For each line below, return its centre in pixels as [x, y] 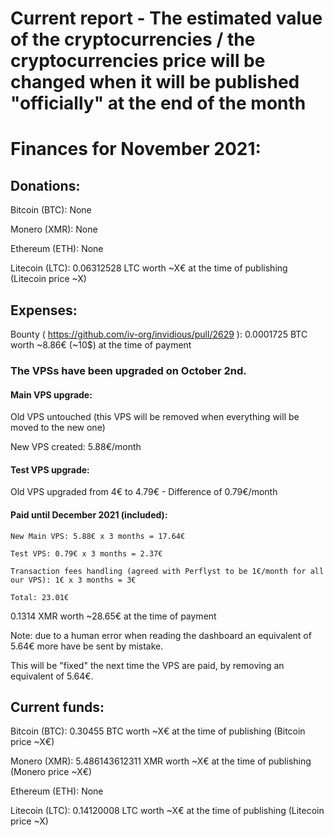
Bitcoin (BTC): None [51, 210]
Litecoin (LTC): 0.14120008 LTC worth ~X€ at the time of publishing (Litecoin [167, 811]
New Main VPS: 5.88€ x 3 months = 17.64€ [98, 536]
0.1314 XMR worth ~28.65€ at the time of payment [113, 616]
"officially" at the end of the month [158, 103]
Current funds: [57, 707]
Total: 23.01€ [40, 597]
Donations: [45, 185]
